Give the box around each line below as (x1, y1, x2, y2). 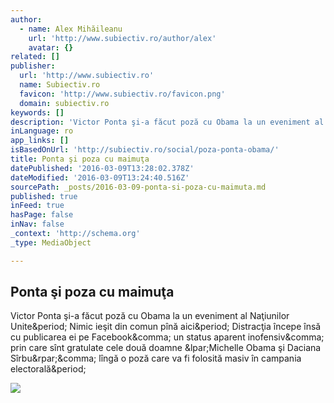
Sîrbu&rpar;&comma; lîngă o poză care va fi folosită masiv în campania (10, 352, 302, 365)
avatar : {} (28, 42, 74, 53)
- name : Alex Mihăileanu (19, 24, 123, 34)
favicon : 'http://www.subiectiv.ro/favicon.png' (19, 89, 226, 99)
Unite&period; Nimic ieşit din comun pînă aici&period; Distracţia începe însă (10, 321, 322, 333)
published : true (10, 191, 78, 201)
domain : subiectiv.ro (19, 98, 110, 108)
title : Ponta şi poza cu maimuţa (10, 154, 150, 164)
